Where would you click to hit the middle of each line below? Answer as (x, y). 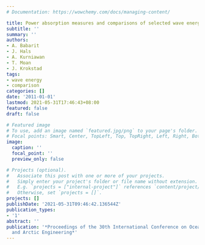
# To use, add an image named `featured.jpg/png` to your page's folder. (102, 131)
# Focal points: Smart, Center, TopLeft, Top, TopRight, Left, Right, (98, 136)
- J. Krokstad (24, 68)
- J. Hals (19, 52)
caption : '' (27, 148)
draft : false (23, 114)
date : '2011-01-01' (31, 97)
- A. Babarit (23, 46)
